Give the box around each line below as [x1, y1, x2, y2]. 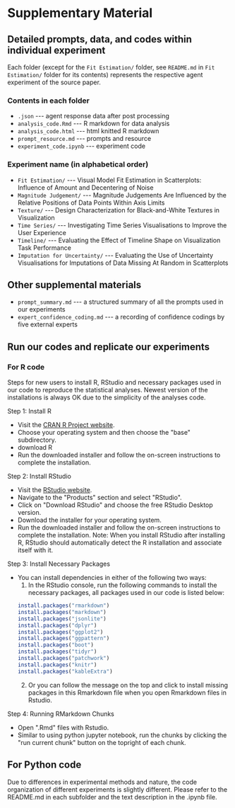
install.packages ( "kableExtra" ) [17, 668, 113, 675]
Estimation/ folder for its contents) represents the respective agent [7, 71, 203, 79]
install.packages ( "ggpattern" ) [17, 635, 110, 642]
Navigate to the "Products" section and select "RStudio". [17, 494, 182, 502]
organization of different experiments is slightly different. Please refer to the [7, 785, 228, 794]
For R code [7, 362, 45, 372]
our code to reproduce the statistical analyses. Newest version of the [7, 386, 208, 394]
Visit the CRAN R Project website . [17, 421, 115, 429]
